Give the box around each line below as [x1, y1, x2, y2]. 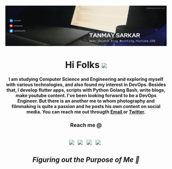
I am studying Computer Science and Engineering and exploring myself [8, 76, 164, 82]
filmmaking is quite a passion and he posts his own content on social [11, 103, 161, 109]
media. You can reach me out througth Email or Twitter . [26, 109, 146, 115]
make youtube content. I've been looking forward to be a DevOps [15, 92, 157, 98]
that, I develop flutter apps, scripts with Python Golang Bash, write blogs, [6, 87, 166, 93]
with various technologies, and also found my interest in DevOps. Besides [6, 81, 166, 88]
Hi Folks [64, 59, 100, 71]
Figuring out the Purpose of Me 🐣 [32, 155, 140, 164]
